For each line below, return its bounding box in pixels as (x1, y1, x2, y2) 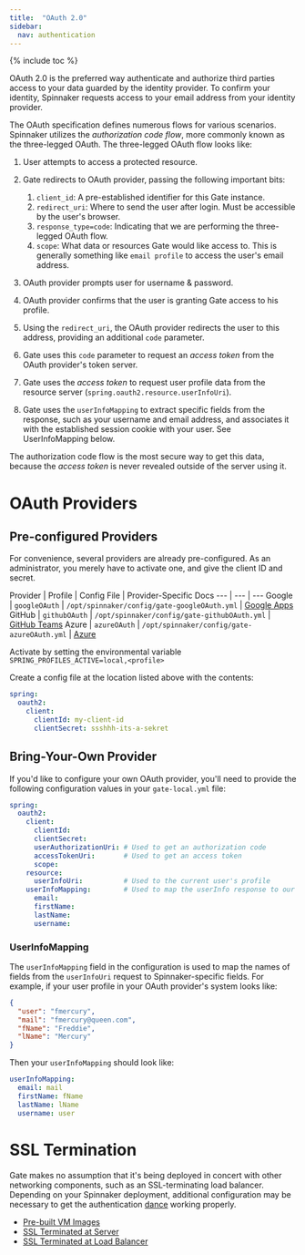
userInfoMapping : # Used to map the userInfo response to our (25, 885, 296, 894)
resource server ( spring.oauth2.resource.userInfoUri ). (22, 386, 232, 397)
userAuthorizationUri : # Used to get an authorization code (33, 842, 267, 852)
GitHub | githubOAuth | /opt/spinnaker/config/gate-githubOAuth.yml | (9, 610, 271, 621)
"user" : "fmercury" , (17, 1006, 96, 1016)
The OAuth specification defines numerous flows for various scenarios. (9, 119, 277, 130)
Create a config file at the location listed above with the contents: (9, 672, 254, 684)
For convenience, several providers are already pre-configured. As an (9, 553, 271, 564)
